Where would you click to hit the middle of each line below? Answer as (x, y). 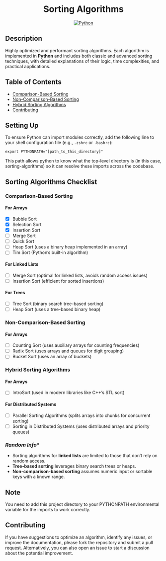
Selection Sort (27, 224)
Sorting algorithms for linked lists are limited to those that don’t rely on (85, 456)
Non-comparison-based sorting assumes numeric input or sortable (82, 472)
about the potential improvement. (39, 553)
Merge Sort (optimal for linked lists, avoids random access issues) (80, 275)
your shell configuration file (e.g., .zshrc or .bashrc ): (59, 143)
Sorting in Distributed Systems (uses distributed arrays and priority (81, 426)
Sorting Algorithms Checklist (51, 182)
